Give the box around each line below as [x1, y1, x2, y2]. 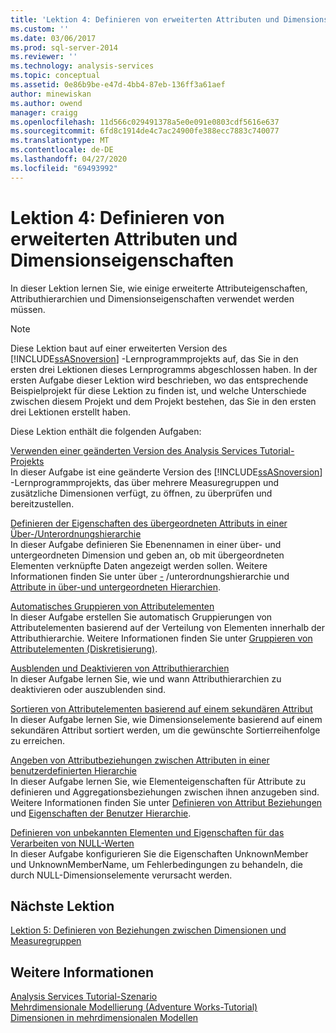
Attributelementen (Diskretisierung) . [10, 642, 158, 655]
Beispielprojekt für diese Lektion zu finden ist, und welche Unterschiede [10, 384, 307, 396]
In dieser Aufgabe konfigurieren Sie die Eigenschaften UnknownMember [10, 847, 309, 860]
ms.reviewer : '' [10, 52, 78, 62]
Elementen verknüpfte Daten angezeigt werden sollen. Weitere [10, 559, 268, 571]
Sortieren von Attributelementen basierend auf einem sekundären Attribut [10, 702, 313, 715]
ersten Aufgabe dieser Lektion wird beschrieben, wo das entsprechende [10, 374, 309, 386]
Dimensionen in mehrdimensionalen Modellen [10, 1012, 199, 1024]
